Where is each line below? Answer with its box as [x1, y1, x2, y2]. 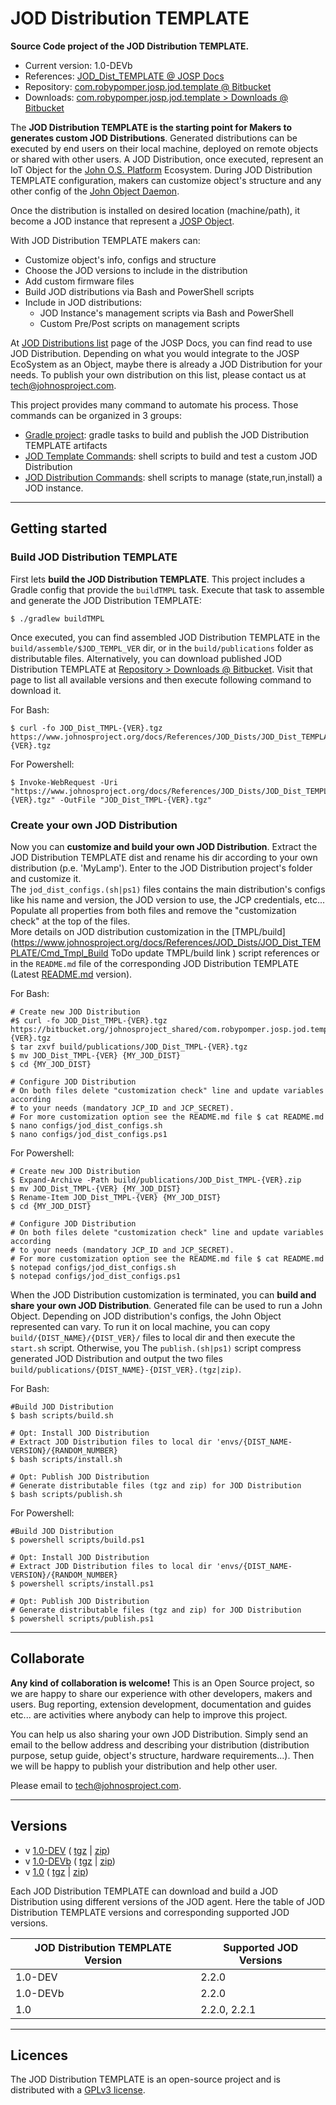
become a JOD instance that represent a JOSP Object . [10, 215, 235, 227]
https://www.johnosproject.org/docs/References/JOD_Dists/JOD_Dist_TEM [13, 936, 322, 948]
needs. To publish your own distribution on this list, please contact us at [10, 368, 307, 381]
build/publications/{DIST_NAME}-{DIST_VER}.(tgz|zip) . [10, 1363, 242, 1375]
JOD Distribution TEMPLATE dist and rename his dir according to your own [10, 851, 318, 863]
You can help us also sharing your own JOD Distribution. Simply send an [10, 1728, 308, 1740]
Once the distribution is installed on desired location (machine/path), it [10, 204, 300, 216]
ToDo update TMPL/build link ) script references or [110, 947, 320, 959]
